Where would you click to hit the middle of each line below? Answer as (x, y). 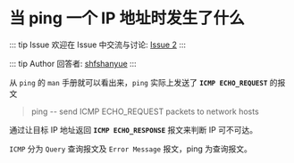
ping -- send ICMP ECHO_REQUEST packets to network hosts (145, 111)
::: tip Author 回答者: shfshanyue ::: (73, 63)
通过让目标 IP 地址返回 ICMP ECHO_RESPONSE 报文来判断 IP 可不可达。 (133, 129)
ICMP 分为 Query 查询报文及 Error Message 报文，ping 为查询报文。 (130, 149)
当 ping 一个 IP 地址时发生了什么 (127, 18)
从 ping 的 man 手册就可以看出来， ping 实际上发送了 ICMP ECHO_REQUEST (139, 82)
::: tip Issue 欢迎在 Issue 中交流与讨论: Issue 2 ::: (97, 45)
